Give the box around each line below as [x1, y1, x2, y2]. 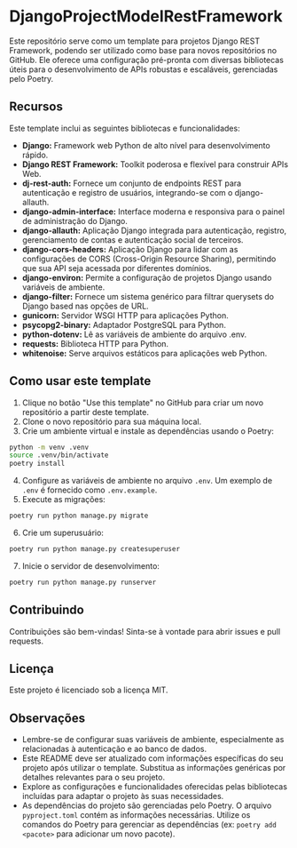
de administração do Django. [21, 215, 129, 226]
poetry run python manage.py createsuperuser [9, 545, 180, 554]
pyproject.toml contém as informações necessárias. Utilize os [21, 810, 251, 820]
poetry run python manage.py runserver [9, 578, 157, 587]
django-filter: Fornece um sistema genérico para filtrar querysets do [21, 291, 275, 301]
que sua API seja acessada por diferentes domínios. [21, 262, 212, 273]
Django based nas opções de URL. [21, 300, 149, 311]
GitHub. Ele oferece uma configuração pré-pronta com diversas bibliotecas [9, 54, 284, 65]
